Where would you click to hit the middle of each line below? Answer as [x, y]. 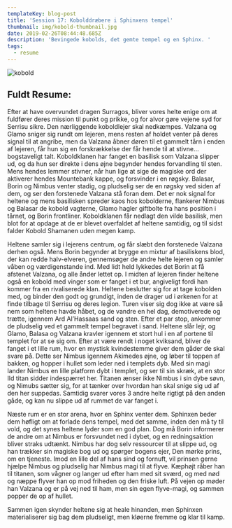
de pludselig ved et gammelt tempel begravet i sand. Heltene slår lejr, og [111, 326]
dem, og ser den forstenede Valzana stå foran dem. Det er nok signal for [111, 193]
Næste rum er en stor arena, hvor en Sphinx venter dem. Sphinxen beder [112, 414]
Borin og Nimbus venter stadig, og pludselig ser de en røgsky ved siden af [114, 186]
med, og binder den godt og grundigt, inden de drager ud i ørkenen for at [113, 296]
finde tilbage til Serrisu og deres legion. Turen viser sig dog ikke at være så [115, 304]
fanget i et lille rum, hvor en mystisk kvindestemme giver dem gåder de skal [116, 348]
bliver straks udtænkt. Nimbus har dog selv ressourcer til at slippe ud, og [112, 444]
